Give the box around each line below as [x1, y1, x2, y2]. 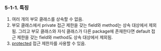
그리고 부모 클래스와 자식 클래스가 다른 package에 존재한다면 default [18, 28, 150, 34]
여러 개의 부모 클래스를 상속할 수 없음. [11, 16, 84, 22]
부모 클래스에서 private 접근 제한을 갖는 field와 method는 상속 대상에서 [11, 22, 148, 28]
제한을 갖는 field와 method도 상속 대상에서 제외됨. [17, 34, 113, 40]
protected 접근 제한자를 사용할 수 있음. [11, 40, 86, 47]
